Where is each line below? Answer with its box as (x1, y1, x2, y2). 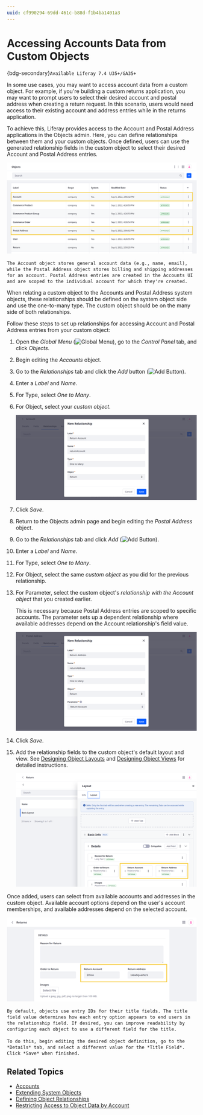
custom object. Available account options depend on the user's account (7, 899, 186, 907)
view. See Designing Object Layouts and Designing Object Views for (15, 755, 185, 762)
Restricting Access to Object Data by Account (15, 1102, 130, 1109)
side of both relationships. (7, 308, 72, 316)
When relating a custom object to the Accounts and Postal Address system (7, 289, 193, 296)
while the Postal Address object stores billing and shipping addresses (7, 266, 193, 273)
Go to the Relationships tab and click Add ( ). (15, 536, 159, 543)
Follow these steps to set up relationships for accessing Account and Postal (7, 320, 195, 327)
